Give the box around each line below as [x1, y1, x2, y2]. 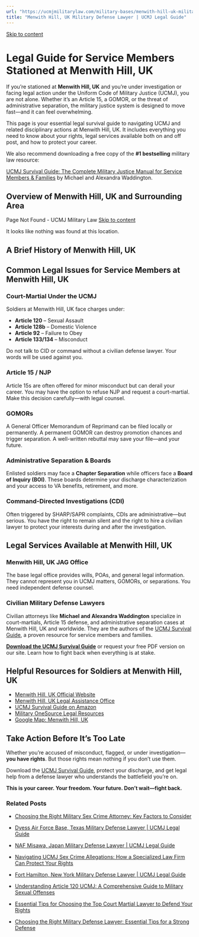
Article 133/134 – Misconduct [14, 336, 88, 343]
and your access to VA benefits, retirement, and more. [6, 482, 138, 490]
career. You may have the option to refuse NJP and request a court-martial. [6, 388, 190, 395]
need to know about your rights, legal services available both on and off [6, 133, 182, 140]
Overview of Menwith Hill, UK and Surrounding [6, 191, 182, 201]
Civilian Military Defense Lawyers [6, 599, 105, 607]
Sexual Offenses [14, 889, 55, 896]
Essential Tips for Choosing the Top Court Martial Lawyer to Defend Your [14, 900, 193, 907]
